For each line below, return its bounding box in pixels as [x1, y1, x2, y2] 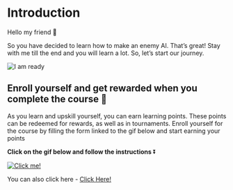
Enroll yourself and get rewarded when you [7, 82, 198, 95]
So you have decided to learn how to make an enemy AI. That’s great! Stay [7, 41, 220, 49]
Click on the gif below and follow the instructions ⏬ [7, 148, 156, 156]
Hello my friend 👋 [7, 28, 57, 36]
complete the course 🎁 [7, 93, 107, 105]
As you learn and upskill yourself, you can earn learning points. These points [7, 111, 227, 120]
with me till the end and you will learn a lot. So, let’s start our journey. [7, 49, 204, 57]
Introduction [7, 5, 81, 21]
